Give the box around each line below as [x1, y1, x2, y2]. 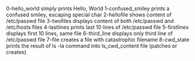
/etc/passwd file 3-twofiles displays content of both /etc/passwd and [6, 18, 174, 24]
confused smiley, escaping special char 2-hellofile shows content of [6, 11, 172, 18]
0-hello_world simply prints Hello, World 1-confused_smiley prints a [6, 5, 170, 12]
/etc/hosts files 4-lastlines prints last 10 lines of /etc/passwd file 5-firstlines [6, 23, 189, 30]
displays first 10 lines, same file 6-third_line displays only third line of [6, 30, 173, 37]
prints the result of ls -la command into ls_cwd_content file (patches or [6, 42, 177, 49]
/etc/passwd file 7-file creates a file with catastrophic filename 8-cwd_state [6, 36, 190, 43]
